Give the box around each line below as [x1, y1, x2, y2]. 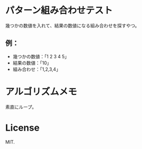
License [5, 122, 40, 133]
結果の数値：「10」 [12, 60, 52, 66]
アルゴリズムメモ [5, 86, 77, 97]
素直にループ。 [5, 104, 37, 110]
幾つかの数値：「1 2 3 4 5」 [12, 53, 69, 59]
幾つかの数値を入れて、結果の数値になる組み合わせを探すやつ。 [5, 22, 140, 29]
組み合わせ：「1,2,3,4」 [12, 66, 61, 72]
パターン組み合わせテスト [5, 5, 113, 16]
